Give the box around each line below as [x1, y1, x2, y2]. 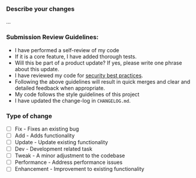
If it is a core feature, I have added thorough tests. [14, 53, 137, 60]
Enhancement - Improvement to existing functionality [14, 166, 144, 173]
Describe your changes [6, 5, 75, 13]
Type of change [6, 112, 52, 120]
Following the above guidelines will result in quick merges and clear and [14, 78, 191, 85]
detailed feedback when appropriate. [14, 84, 105, 91]
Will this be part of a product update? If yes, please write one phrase [14, 59, 182, 66]
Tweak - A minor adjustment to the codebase [14, 152, 126, 159]
